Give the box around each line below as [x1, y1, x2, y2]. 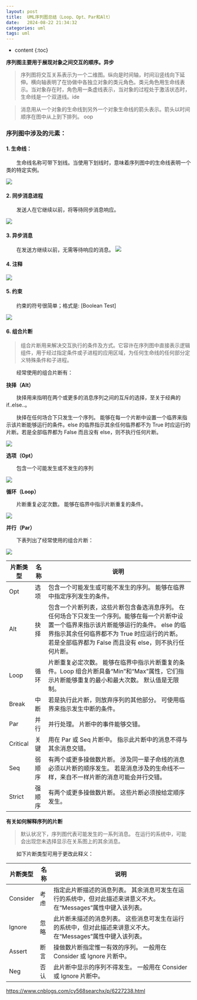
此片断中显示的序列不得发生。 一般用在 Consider [53, 963, 188, 971]
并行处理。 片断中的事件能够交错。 [47, 720, 144, 728]
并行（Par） [6, 524, 35, 531]
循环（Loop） [6, 488, 39, 495]
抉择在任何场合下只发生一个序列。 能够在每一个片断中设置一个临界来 [16, 414, 182, 421]
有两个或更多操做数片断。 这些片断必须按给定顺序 [47, 789, 185, 797]
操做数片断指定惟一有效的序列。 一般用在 [53, 944, 167, 952]
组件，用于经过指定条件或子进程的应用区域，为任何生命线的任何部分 [20, 349, 185, 356]
